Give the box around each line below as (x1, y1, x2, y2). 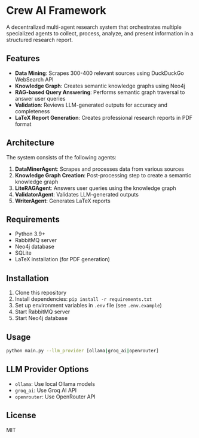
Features (6, 53, 40, 64)
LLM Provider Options (6, 364, 89, 374)
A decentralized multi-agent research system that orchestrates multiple (6, 23, 182, 31)
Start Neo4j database (14, 315, 68, 322)
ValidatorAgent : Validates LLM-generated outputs (14, 191, 139, 198)
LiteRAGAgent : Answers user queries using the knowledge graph (14, 184, 176, 192)
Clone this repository (14, 289, 67, 297)
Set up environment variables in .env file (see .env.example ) (14, 302, 163, 309)
